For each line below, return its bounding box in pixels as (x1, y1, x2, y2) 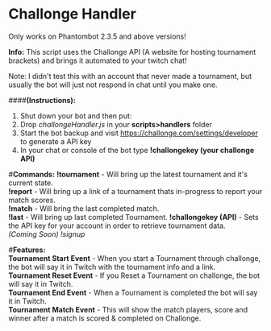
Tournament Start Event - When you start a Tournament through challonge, (8, 253, 261, 263)
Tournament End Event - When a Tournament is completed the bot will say (8, 288, 258, 297)
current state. (8, 178, 54, 188)
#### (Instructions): (8, 95, 77, 105)
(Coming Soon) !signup (8, 229, 85, 238)
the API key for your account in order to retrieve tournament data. (8, 221, 226, 230)
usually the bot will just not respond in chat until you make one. (8, 80, 218, 89)
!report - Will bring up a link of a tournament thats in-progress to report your (8, 186, 263, 196)
